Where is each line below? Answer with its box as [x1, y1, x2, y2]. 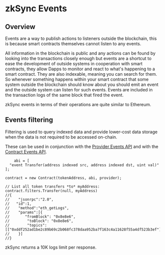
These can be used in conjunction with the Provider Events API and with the [5, 143, 159, 149]
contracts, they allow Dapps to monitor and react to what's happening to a [5, 66, 155, 72]
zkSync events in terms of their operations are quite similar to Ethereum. [5, 102, 151, 107]
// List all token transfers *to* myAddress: [5, 184, 100, 189]
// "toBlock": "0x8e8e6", [5, 218, 74, 224]
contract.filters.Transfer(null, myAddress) [5, 188, 98, 193]
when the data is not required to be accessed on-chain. [5, 134, 117, 140]
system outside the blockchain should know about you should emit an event [5, 82, 159, 87]
